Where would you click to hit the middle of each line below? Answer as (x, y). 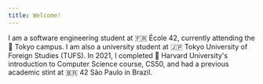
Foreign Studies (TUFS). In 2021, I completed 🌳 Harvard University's (118, 55)
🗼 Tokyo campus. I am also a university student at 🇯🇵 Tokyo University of (128, 46)
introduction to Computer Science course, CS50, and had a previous (119, 64)
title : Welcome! (35, 15)
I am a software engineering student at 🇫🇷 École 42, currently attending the (131, 38)
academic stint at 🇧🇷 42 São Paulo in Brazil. (80, 72)
